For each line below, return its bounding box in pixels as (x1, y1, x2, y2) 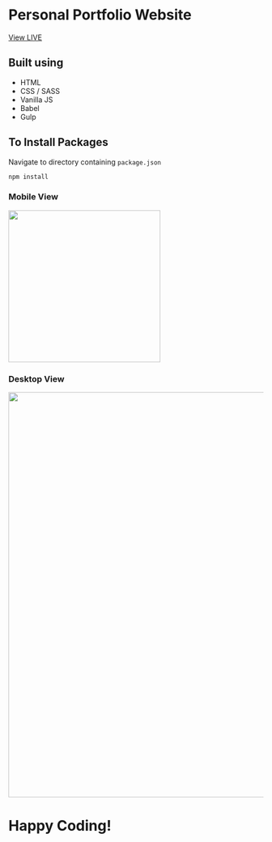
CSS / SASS (19, 86, 61, 96)
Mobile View (8, 191, 59, 203)
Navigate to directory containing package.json (8, 156, 162, 167)
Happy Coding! (8, 817, 112, 836)
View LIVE (8, 32, 43, 42)
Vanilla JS (19, 95, 53, 105)
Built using (8, 56, 64, 70)
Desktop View (8, 373, 65, 384)
